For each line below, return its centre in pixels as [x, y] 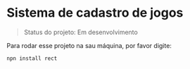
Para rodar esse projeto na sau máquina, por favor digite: [89, 45]
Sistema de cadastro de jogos [95, 13]
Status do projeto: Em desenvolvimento [81, 32]
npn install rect [32, 58]
